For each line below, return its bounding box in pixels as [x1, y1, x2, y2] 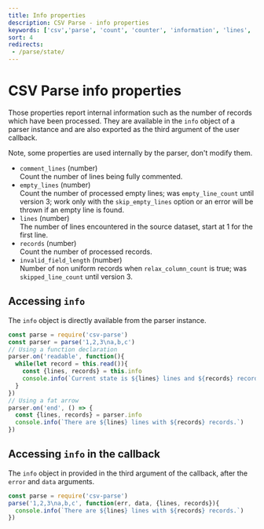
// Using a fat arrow [8, 396, 79, 405]
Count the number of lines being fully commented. [19, 171, 183, 181]
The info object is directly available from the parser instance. [8, 315, 207, 325]
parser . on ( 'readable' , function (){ [8, 353, 125, 361]
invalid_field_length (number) [19, 255, 123, 264]
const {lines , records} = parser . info [15, 411, 143, 419]
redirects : [8, 41, 44, 49]
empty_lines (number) [19, 180, 91, 189]
